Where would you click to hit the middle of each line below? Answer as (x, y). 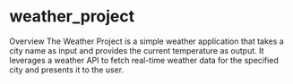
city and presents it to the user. (66, 70)
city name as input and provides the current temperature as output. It (137, 50)
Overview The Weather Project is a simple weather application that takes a (146, 41)
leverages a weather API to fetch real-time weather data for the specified (144, 60)
